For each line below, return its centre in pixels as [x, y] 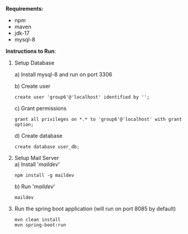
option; [24, 125]
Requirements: [24, 9]
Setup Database [34, 63]
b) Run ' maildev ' [35, 186]
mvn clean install [37, 220]
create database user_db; [47, 147]
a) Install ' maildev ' [37, 164]
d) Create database [38, 136]
